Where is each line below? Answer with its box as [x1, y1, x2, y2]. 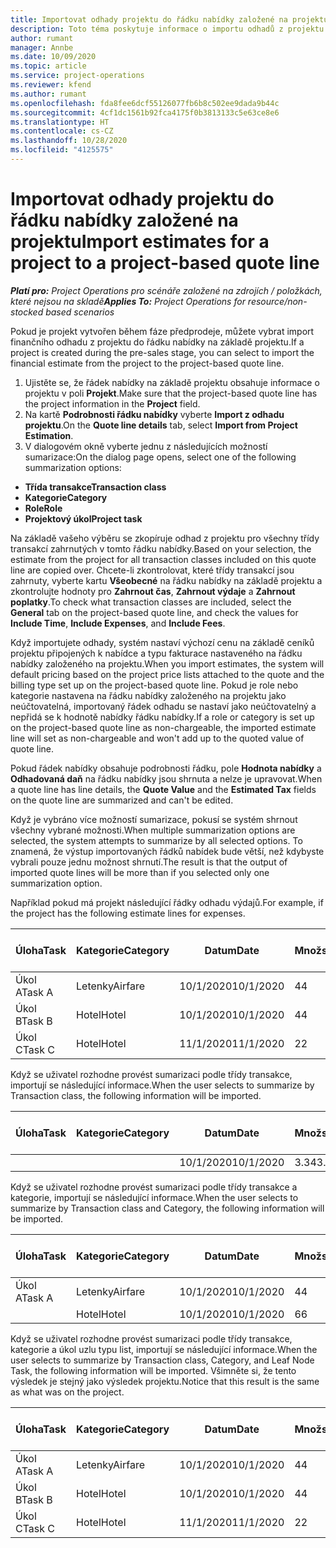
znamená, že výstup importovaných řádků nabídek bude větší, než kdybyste [10, 845, 325, 857]
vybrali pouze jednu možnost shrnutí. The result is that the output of [10, 856, 288, 868]
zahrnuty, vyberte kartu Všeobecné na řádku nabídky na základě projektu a [10, 574, 323, 586]
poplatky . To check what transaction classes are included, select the [10, 596, 292, 608]
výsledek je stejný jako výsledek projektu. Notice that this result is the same [10, 1375, 320, 1387]
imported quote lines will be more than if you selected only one [10, 866, 270, 878]
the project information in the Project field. [24, 397, 201, 410]
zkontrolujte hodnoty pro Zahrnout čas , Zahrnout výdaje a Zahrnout [10, 585, 296, 597]
